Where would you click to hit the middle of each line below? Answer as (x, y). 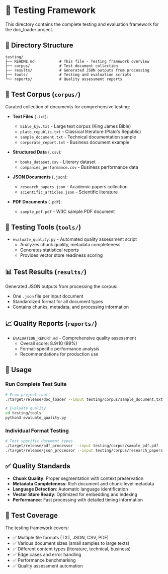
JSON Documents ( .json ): (40, 177)
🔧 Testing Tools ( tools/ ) (43, 227)
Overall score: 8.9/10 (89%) (49, 343)
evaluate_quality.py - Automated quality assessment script (75, 239)
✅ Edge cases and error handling (47, 554)
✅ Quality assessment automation (48, 565)
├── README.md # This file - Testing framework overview (77, 61)
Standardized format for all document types (58, 302)
